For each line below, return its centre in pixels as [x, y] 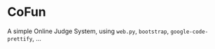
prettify [20, 39]
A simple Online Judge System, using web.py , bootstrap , [88, 31]
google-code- [189, 32]
